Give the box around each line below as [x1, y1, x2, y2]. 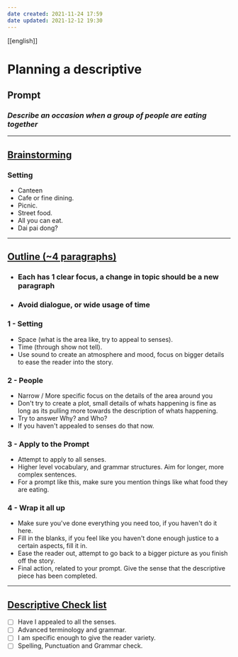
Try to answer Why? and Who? [17, 413, 108, 422]
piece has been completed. [17, 571, 98, 581]
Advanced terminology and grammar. [17, 626, 127, 634]
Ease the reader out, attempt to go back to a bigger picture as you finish [17, 549, 228, 558]
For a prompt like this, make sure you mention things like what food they [17, 478, 228, 486]
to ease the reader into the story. [17, 358, 113, 366]
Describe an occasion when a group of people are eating [7, 110, 207, 120]
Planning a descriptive [7, 61, 142, 77]
